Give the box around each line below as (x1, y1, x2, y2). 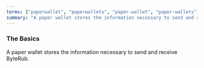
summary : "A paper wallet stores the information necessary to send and (6, 15, 194, 21)
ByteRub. (6, 55, 29, 62)
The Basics (6, 35, 40, 43)
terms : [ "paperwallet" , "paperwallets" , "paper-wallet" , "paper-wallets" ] (6, 8, 200, 15)
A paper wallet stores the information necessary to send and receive (6, 48, 178, 55)
